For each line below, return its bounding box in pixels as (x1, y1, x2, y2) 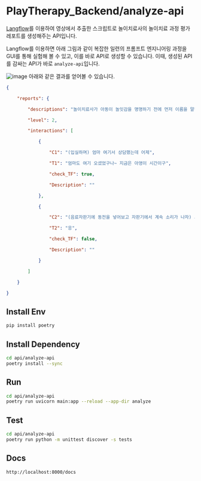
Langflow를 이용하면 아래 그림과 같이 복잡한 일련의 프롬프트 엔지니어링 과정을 (6, 45, 187, 52)
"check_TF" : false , (48, 236, 98, 242)
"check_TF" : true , (48, 171, 95, 177)
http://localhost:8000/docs (6, 469, 77, 475)
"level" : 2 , (28, 117, 58, 123)
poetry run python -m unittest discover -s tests (6, 436, 133, 443)
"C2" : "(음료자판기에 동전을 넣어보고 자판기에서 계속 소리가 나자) (48, 214, 192, 220)
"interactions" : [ (28, 128, 74, 134)
